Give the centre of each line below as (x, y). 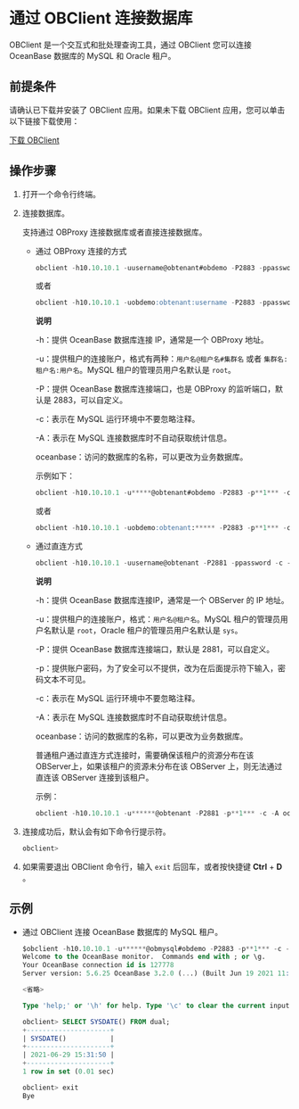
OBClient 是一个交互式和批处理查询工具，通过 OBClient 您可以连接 (130, 45)
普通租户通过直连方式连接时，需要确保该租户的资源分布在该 (145, 755)
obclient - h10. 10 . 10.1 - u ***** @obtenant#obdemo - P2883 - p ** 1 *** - (161, 493)
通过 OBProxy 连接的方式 (81, 251)
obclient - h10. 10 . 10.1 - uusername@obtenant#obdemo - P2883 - (149, 268)
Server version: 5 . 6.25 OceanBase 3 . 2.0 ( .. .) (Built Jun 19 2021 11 (154, 973)
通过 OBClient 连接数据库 (101, 18)
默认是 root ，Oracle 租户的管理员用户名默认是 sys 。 (147, 630)
